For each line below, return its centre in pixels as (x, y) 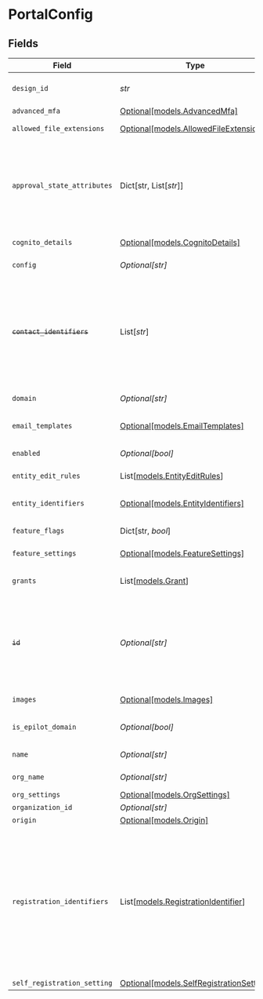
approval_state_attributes (62, 186)
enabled (26, 453)
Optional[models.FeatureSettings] (182, 553)
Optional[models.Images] (167, 700)
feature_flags (38, 531)
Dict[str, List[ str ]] (152, 186)
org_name (28, 777)
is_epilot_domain (44, 727)
